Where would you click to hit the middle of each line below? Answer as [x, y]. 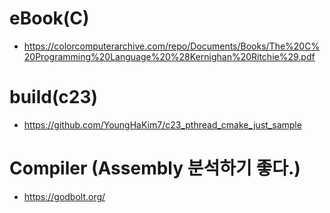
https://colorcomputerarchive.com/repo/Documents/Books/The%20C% [172, 46]
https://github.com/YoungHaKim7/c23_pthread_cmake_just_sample [162, 124]
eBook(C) [49, 18]
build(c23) [54, 97]
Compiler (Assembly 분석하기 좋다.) [155, 168]
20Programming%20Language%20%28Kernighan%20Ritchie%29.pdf [169, 56]
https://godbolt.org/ [64, 196]
